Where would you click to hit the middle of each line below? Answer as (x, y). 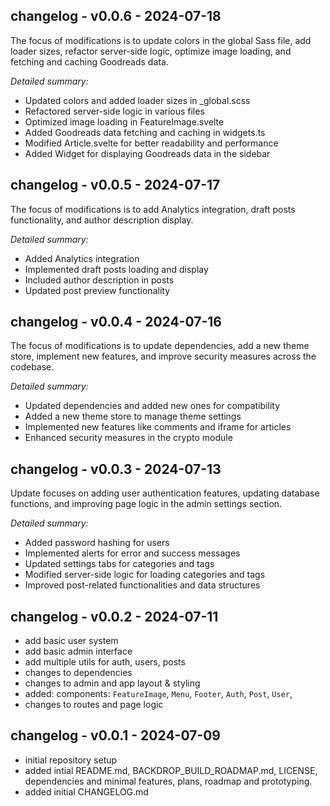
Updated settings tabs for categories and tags (119, 564)
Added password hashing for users (97, 543)
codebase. (32, 367)
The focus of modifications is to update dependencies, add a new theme (160, 346)
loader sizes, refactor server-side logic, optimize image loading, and (151, 51)
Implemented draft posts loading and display (116, 269)
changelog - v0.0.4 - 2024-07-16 (116, 322)
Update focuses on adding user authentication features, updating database (165, 493)
